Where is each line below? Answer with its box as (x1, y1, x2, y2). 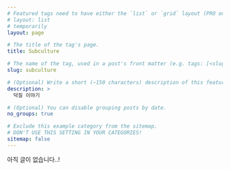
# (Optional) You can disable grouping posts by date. (7, 104, 167, 111)
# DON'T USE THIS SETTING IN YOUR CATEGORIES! (7, 130, 142, 136)
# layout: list (7, 16, 51, 23)
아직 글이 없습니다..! (7, 155, 60, 163)
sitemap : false (7, 136, 51, 143)
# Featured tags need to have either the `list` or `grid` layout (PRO (7, 10, 216, 17)
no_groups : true (7, 110, 53, 117)
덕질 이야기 (13, 92, 40, 99)
